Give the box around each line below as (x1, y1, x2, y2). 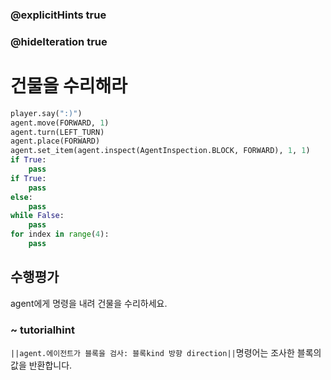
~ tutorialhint (10, 323, 75, 337)
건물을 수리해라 (10, 75, 128, 98)
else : (10, 192, 33, 202)
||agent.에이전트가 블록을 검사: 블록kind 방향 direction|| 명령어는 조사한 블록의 (10, 347, 322, 359)
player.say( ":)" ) (10, 108, 83, 118)
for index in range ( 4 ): (10, 229, 110, 240)
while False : (10, 211, 65, 221)
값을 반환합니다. (10, 359, 73, 372)
